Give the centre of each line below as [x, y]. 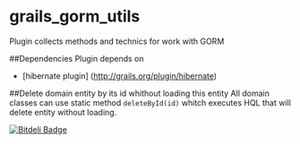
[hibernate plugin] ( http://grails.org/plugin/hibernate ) [120, 76]
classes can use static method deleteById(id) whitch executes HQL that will [150, 102]
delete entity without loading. [63, 112]
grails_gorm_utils [75, 17]
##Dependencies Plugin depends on [77, 58]
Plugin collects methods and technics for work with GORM [117, 41]
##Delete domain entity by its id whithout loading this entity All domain [140, 93]
